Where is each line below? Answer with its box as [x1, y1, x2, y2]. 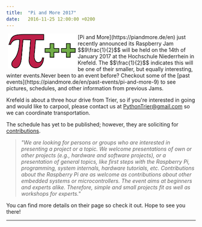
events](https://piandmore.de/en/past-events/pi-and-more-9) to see [6, 78, 176, 86]
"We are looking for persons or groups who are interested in [20, 138, 170, 146]
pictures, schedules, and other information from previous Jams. [6, 84, 164, 92]
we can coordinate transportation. [6, 109, 90, 116]
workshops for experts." [20, 190, 81, 197]
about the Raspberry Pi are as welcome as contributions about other [20, 170, 192, 178]
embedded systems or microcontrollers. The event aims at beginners [20, 177, 192, 184]
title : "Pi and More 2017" [6, 10, 77, 16]
